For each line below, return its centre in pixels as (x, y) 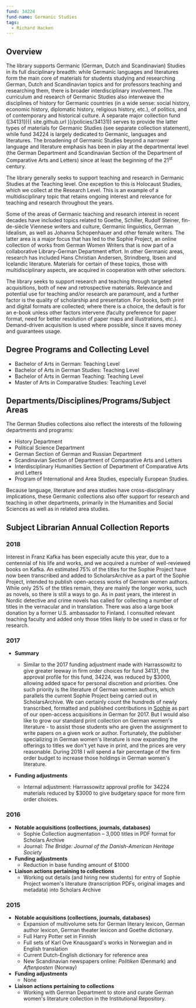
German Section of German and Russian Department (78, 454)
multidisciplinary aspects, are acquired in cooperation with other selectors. (96, 270)
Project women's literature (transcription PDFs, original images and (104, 883)
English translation (46, 949)
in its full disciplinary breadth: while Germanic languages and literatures (92, 72)
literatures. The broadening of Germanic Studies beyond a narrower (88, 141)
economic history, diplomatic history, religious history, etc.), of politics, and (97, 110)
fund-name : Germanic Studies (42, 17)
